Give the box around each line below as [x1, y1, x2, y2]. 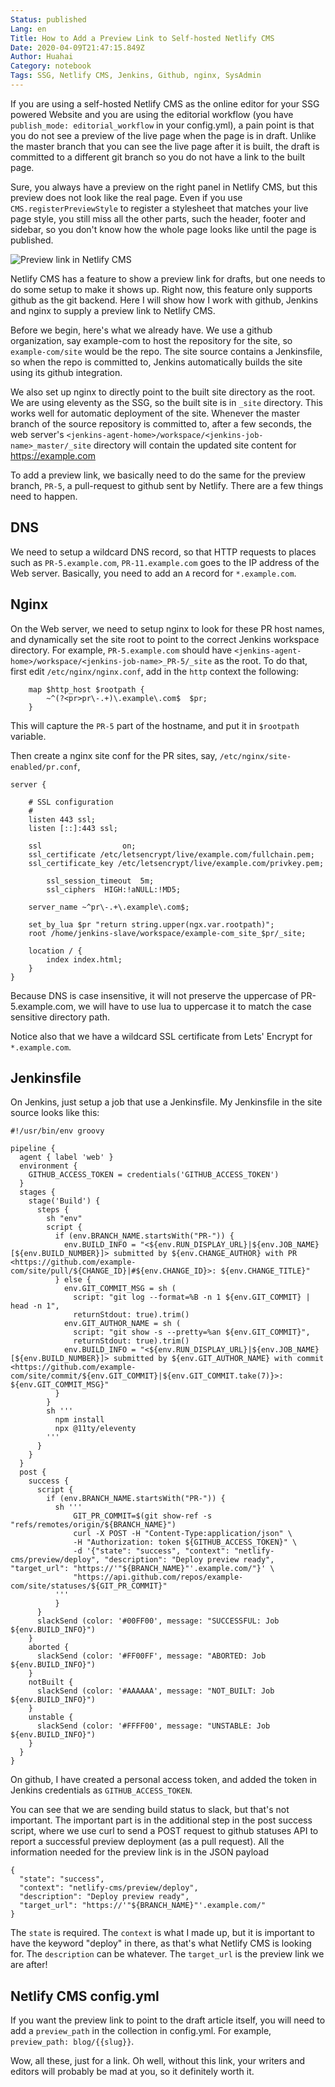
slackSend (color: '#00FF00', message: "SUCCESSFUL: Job [36, 1616, 280, 1626]
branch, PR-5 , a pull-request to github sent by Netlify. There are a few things [10, 479, 324, 491]
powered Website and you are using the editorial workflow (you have [10, 108, 294, 120]
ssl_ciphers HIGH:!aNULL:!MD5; [46, 884, 182, 895]
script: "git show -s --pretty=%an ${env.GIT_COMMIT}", [73, 1327, 311, 1338]
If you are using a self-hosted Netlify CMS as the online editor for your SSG [10, 97, 320, 110]
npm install [54, 1415, 105, 1425]
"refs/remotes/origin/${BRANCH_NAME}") [10, 1520, 177, 1530]
